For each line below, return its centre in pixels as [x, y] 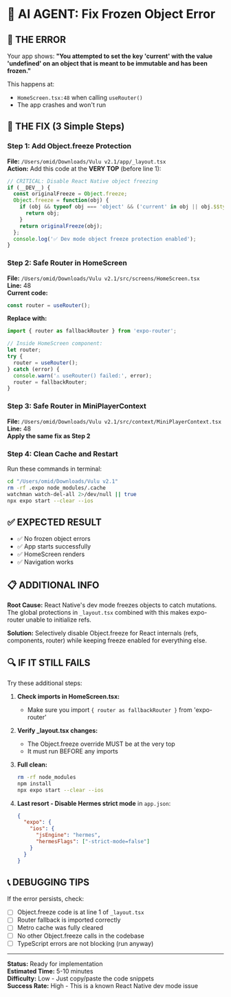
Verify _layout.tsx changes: [57, 730]
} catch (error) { [33, 369]
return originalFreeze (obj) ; [61, 226]
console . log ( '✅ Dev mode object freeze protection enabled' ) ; [105, 239]
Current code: [27, 293]
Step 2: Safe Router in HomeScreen [67, 263]
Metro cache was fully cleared [60, 928]
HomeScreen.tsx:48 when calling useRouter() [80, 97]
